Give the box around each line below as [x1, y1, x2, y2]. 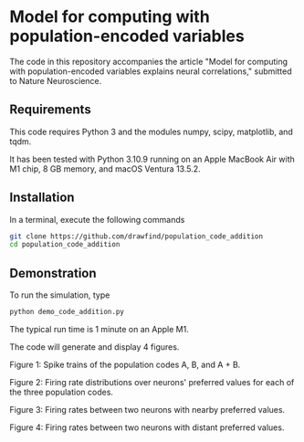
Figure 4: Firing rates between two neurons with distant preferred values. [9, 422, 285, 433]
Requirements [9, 102, 91, 118]
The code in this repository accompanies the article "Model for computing [9, 56, 288, 67]
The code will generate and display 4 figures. [9, 342, 180, 353]
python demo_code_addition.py [9, 308, 125, 317]
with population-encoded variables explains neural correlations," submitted [9, 66, 292, 77]
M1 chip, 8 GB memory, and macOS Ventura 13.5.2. [9, 163, 201, 174]
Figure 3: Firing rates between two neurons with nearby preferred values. [9, 405, 286, 415]
